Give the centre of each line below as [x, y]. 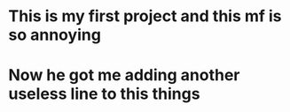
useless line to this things [104, 94]
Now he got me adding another [124, 75]
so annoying [55, 35]
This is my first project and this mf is [145, 16]
